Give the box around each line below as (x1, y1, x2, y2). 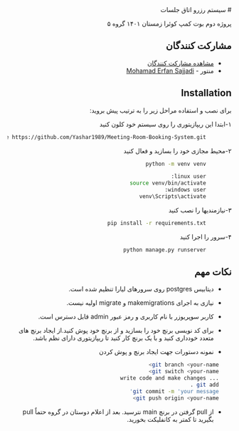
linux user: (170, 173, 206, 180)
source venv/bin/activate (129, 180, 206, 187)
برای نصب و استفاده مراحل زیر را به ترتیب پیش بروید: (89, 105, 232, 115)
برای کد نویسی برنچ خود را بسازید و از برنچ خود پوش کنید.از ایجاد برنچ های (18, 326, 214, 335)
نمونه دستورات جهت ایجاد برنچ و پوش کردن (98, 348, 214, 356)
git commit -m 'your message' (129, 388, 219, 395)
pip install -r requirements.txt (107, 219, 206, 227)
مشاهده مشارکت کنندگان (147, 58, 214, 67)
